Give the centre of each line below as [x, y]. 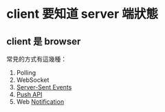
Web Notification [40, 102]
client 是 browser [44, 41]
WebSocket [33, 80]
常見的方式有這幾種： [36, 59]
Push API [29, 94]
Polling [26, 73]
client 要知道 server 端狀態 [82, 14]
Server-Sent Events [44, 87]
